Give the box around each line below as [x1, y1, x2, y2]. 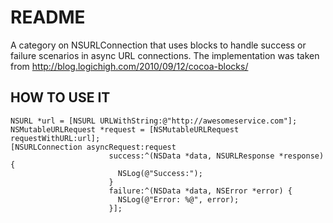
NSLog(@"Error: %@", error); [117, 194, 240, 205]
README [10, 6, 86, 29]
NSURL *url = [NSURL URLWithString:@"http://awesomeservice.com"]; [10, 116, 298, 126]
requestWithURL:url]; [10, 133, 101, 143]
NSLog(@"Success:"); [117, 168, 203, 178]
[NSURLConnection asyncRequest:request [10, 142, 177, 152]
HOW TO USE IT [10, 89, 111, 106]
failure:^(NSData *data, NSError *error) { [108, 186, 293, 196]
